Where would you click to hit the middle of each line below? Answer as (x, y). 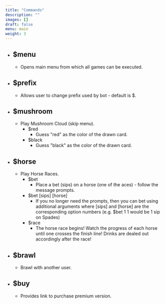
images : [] (17, 19)
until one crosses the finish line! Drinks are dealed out (92, 234)
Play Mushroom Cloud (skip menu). (57, 124)
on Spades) (48, 218)
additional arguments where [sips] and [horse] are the (92, 207)
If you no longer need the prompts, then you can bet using (97, 201)
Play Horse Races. (40, 174)
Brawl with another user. (46, 268)
